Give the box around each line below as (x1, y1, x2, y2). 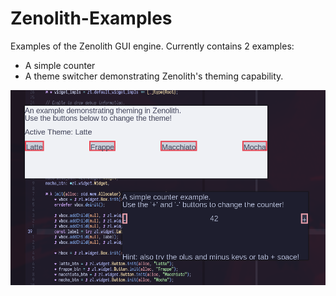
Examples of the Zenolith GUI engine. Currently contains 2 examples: (10, 40, 295, 52)
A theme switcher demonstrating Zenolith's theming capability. (24, 70, 284, 82)
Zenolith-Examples (10, 7, 173, 30)
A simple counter (24, 59, 96, 71)
